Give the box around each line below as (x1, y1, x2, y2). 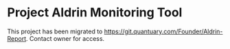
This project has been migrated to (7, 27, 103, 35)
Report (7, 34, 27, 42)
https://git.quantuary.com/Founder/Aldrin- (104, 27, 223, 35)
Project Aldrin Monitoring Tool (7, 5, 183, 20)
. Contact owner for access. (26, 34, 105, 42)
